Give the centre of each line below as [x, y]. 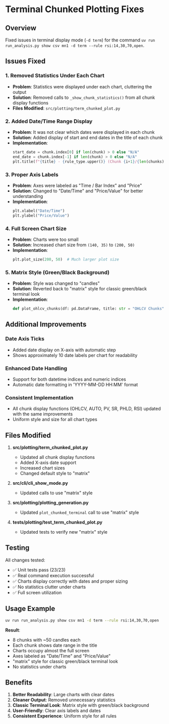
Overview [21, 28]
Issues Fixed [25, 61]
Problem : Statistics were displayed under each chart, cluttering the [82, 86]
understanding [28, 196]
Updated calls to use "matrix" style [56, 493]
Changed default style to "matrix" [55, 474]
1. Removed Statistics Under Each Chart [55, 76]
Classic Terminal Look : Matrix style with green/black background [81, 705]
